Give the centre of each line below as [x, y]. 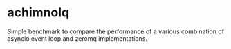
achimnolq [38, 13]
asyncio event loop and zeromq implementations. [77, 38]
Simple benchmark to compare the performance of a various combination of [116, 31]
